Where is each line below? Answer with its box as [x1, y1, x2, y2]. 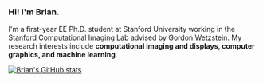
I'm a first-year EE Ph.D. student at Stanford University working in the [8, 25, 236, 34]
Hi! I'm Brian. [8, 6, 60, 18]
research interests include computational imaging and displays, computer [8, 41, 255, 51]
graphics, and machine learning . [8, 50, 118, 60]
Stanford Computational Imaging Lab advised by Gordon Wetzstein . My [8, 33, 242, 42]
